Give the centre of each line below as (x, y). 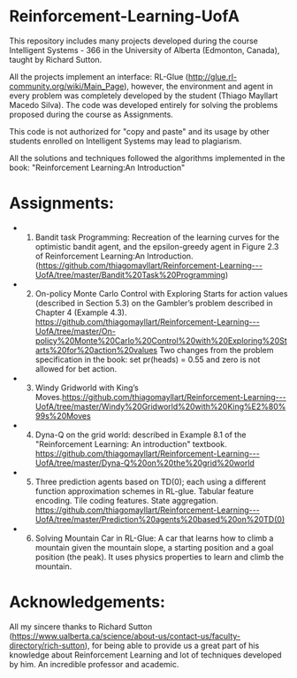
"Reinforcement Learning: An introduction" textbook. (131, 443)
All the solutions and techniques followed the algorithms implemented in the (147, 158)
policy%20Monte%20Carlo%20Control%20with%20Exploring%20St (161, 340)
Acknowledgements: (88, 602)
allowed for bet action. (76, 368)
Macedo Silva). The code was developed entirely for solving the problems (144, 104)
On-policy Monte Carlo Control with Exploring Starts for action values (161, 293)
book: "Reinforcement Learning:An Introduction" (97, 167)
